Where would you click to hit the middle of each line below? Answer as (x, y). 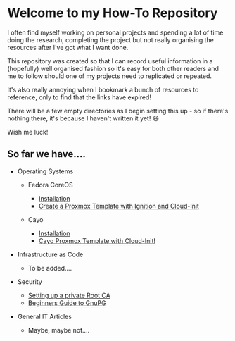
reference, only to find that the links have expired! (79, 97)
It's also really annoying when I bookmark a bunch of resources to (103, 89)
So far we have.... (46, 154)
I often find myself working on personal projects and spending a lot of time (115, 32)
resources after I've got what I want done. (68, 47)
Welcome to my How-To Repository (113, 13)
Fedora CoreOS (51, 185)
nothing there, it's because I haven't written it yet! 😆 (83, 118)
